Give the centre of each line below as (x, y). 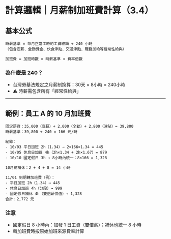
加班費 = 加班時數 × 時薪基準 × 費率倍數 (44, 59)
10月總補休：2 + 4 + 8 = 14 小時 (38, 168)
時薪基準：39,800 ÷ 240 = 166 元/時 (41, 132)
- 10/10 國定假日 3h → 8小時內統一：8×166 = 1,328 (56, 158)
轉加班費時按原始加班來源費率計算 (48, 231)
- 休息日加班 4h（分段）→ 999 (34, 189)
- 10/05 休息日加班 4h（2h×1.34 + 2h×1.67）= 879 (56, 153)
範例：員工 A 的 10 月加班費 (48, 113)
